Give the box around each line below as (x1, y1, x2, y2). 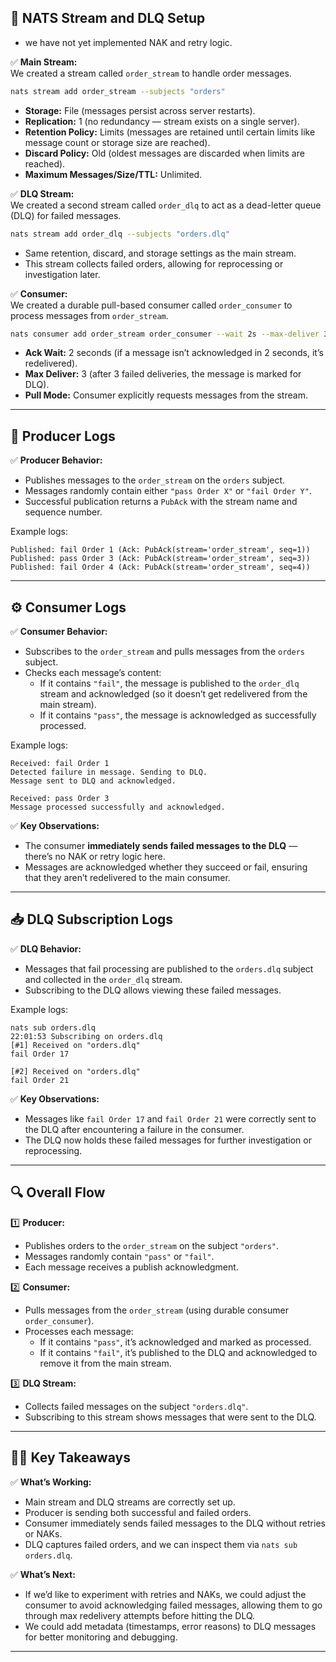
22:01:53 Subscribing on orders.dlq (10, 1031, 163, 1041)
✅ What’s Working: (10, 1476, 92, 1488)
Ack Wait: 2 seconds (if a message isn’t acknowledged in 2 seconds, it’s (24, 347, 324, 359)
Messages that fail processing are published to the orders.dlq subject (24, 962, 314, 975)
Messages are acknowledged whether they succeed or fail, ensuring (24, 861, 308, 873)
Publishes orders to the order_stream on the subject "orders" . (24, 1239, 280, 1251)
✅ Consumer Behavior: (10, 626, 108, 638)
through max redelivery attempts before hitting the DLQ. (24, 1609, 256, 1621)
